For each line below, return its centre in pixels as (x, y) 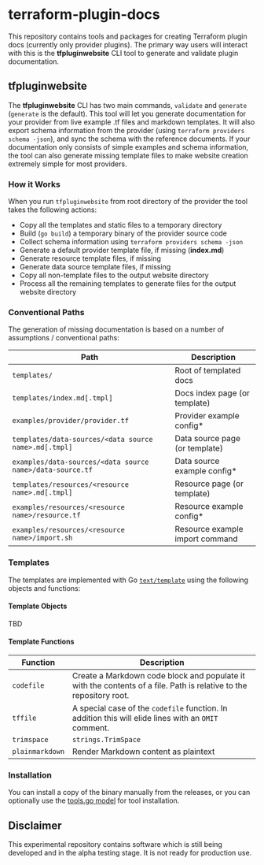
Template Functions (41, 642)
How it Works (34, 184)
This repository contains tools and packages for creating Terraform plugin (128, 36)
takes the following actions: (52, 210)
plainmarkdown (38, 752)
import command (206, 539)
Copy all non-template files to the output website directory (114, 275)
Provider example (207, 416)
